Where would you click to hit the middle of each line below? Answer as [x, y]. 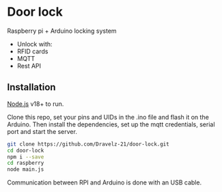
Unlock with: [34, 44]
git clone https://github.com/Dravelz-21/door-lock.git [88, 144]
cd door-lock [26, 150]
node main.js [26, 169]
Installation [31, 87]
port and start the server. [42, 131]
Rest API [29, 66]
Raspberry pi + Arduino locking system [62, 31]
